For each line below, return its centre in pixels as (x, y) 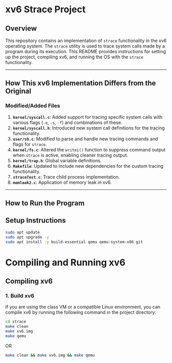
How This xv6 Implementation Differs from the (81, 83)
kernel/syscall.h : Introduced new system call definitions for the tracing (89, 128)
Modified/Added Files (33, 106)
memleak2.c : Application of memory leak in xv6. (62, 182)
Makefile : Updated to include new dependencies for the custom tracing (88, 166)
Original (18, 91)
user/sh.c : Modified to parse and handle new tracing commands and (85, 139)
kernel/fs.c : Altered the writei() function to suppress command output (89, 150)
